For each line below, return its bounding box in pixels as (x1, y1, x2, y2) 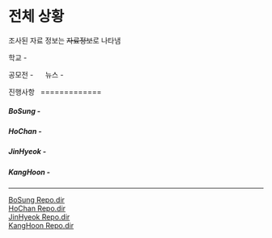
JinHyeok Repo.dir (8, 212, 70, 222)
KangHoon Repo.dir (8, 221, 74, 231)
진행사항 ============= (8, 86, 102, 97)
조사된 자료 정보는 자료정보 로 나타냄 (8, 35, 121, 45)
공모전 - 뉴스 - (8, 69, 64, 79)
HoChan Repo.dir (8, 203, 66, 214)
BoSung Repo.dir (8, 195, 65, 205)
